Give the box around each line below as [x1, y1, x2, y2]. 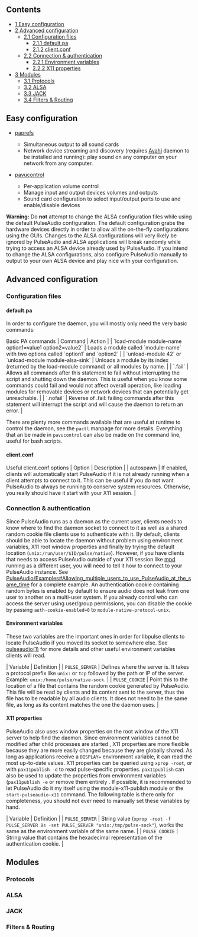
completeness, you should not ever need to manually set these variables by [6, 798, 190, 805]
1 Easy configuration [14, 20, 64, 27]
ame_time [6, 581, 30, 588]
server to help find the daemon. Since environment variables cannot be [6, 734, 180, 741]
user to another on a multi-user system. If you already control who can [6, 593, 178, 601]
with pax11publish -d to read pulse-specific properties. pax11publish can [6, 766, 184, 773]
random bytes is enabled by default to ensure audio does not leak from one [6, 587, 190, 594]
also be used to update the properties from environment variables [6, 772, 167, 779]
